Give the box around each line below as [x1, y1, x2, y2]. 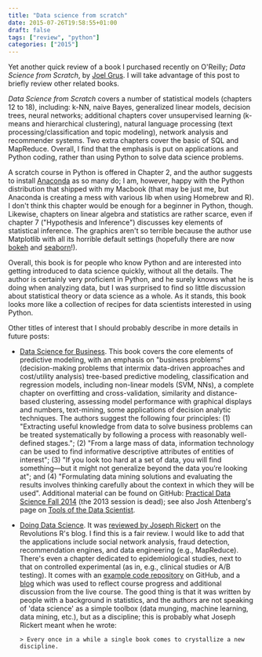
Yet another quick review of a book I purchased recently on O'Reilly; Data [8, 62, 246, 71]
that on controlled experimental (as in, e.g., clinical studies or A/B [19, 562, 231, 571]
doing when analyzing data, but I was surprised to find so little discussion [8, 283, 246, 293]
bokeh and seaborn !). [8, 243, 78, 252]
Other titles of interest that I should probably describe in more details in [8, 323, 238, 333]
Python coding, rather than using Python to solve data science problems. [8, 152, 244, 162]
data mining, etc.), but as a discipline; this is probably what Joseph [19, 612, 236, 622]
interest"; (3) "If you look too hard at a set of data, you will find [19, 455, 222, 465]
